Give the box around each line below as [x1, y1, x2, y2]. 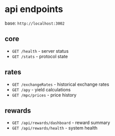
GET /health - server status [12, 48, 69, 54]
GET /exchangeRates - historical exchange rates [12, 81, 109, 87]
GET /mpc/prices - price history [12, 92, 77, 98]
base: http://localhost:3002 [5, 20, 65, 26]
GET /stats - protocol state [12, 53, 68, 59]
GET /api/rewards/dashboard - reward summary [12, 119, 110, 126]
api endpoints [5, 4, 63, 15]
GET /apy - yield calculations [12, 86, 71, 92]
